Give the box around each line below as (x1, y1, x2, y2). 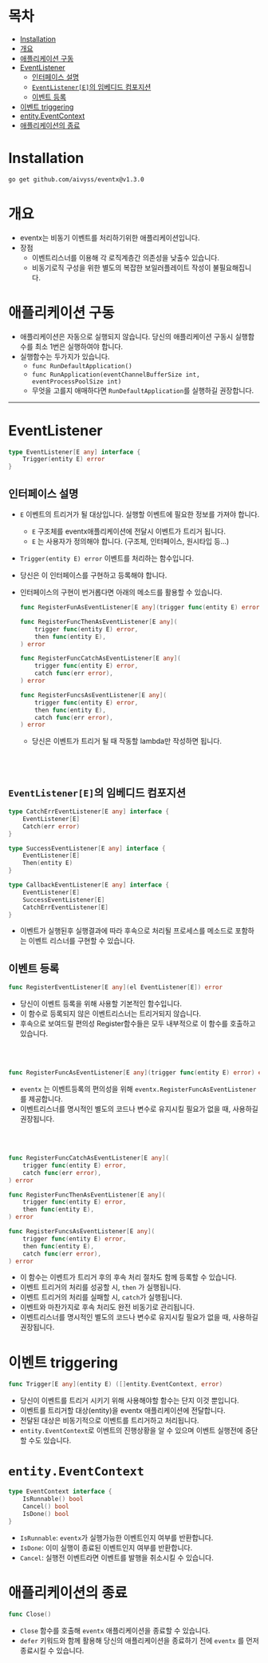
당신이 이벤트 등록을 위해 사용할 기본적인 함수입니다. (19, 999, 182, 1009)
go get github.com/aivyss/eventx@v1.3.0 (8, 175, 145, 184)
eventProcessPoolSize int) (31, 377, 122, 386)
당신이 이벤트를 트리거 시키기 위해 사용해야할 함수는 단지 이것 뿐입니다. (19, 1395, 239, 1406)
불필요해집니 (212, 263, 252, 272)
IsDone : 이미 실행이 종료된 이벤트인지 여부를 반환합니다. (19, 1542, 193, 1552)
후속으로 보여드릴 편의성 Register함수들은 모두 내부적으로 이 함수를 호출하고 (19, 1019, 256, 1029)
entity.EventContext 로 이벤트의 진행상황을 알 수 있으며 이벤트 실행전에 (19, 1426, 243, 1435)
